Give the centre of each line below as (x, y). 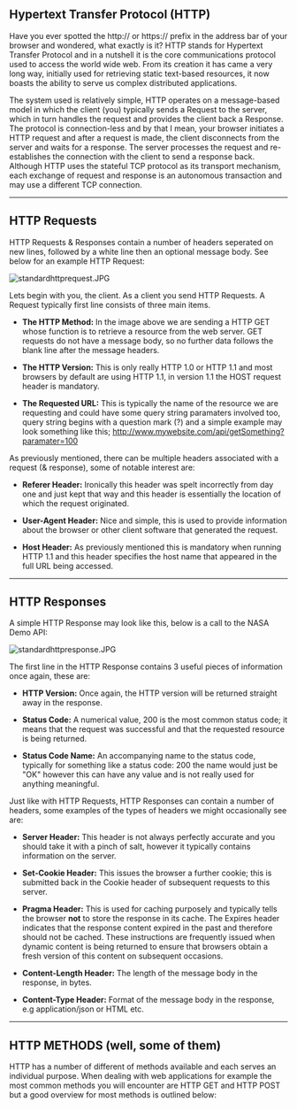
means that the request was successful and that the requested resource (153, 729)
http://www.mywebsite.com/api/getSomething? (198, 431)
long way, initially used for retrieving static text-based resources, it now (139, 73)
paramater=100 (50, 441)
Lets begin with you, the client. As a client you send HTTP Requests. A (137, 295)
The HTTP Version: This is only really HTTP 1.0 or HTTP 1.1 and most (147, 367)
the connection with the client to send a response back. (154, 156)
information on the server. (69, 856)
